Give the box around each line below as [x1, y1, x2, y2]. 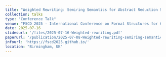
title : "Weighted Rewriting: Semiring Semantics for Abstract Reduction [5, 7, 158, 12]
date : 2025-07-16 [5, 26, 41, 31]
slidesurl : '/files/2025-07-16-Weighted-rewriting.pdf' [5, 30, 123, 35]
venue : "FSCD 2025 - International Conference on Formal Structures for [5, 21, 158, 26]
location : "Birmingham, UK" [5, 44, 63, 49]
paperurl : [5, 35, 26, 40]
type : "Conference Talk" [5, 16, 56, 21]
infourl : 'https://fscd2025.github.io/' [5, 40, 90, 45]
